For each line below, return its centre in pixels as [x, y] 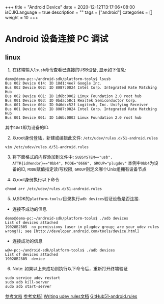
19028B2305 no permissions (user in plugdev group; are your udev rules [82, 227]
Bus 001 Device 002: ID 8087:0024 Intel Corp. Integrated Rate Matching [81, 109]
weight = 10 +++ [22, 17]
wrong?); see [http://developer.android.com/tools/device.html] [72, 231]
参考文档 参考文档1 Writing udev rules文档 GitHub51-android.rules [71, 296]
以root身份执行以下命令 [36, 180]
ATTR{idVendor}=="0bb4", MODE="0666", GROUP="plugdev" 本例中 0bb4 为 [83, 163]
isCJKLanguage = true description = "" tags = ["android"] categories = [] [79, 12]
